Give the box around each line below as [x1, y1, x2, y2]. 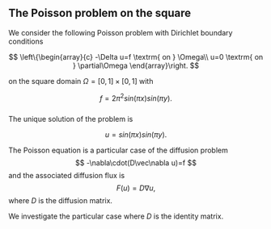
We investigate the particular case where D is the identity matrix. [8, 211, 224, 221]
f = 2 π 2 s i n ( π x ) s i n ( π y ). [100, 92, 172, 103]
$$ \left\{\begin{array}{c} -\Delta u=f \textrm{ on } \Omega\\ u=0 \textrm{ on [8, 52, 264, 61]
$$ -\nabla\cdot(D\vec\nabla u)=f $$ [75, 158, 197, 168]
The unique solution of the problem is [8, 114, 133, 124]
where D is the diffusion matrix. [8, 196, 113, 206]
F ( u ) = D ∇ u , [116, 183, 156, 193]
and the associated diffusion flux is [8, 171, 125, 181]
